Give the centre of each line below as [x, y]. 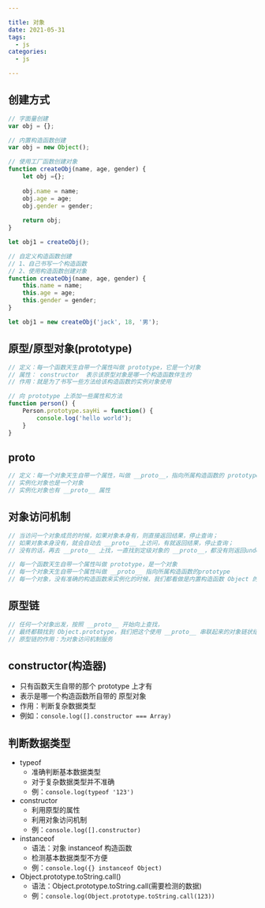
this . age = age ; [49, 293]
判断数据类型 [39, 743]
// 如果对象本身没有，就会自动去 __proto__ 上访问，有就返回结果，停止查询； [121, 543]
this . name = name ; [52, 286]
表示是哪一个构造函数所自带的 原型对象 [83, 696]
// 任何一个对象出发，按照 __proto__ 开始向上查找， [86, 625]
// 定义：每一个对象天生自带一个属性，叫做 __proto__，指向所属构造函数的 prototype [134, 476]
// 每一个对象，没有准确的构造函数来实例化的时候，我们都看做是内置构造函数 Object [129, 580]
